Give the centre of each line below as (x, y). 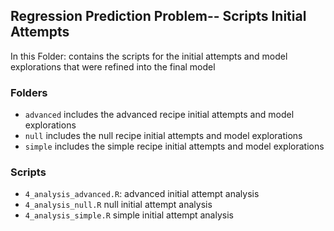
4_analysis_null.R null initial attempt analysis (118, 205)
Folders (29, 92)
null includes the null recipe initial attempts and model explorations (163, 136)
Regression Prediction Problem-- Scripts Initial (158, 16)
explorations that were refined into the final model (113, 66)
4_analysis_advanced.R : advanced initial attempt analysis (142, 194)
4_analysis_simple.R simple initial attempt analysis (129, 215)
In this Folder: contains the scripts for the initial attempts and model (149, 56)
